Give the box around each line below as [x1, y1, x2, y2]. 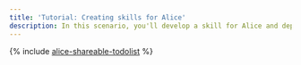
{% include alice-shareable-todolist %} [9, 45, 154, 56]
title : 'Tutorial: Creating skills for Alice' [9, 12, 186, 22]
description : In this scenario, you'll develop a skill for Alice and [9, 21, 279, 30]
